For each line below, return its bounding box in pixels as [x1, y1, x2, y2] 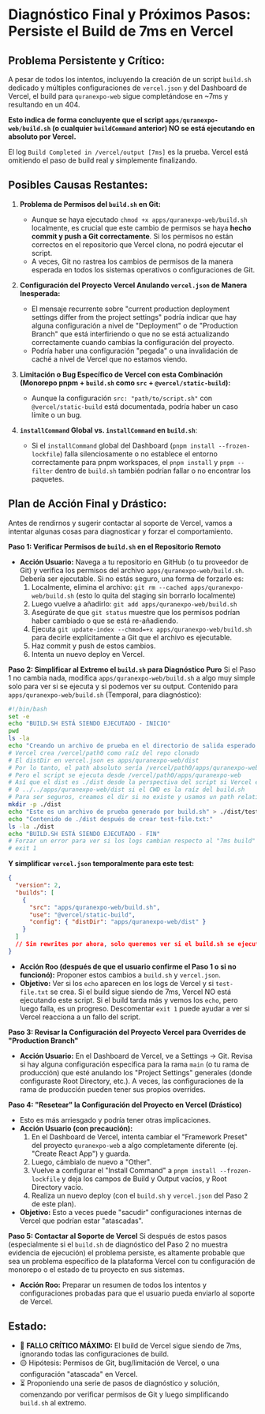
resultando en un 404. [8, 100, 80, 109]
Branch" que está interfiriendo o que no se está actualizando [31, 329, 230, 339]
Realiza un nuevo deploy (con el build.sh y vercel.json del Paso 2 [31, 1191, 248, 1200]
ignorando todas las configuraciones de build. [19, 1348, 170, 1359]
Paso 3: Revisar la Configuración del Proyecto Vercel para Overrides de [8, 1027, 247, 1037]
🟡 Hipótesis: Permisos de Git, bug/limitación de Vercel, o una [19, 1358, 220, 1367]
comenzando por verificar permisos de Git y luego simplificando [19, 1390, 229, 1399]
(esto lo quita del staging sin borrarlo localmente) [76, 591, 237, 600]
